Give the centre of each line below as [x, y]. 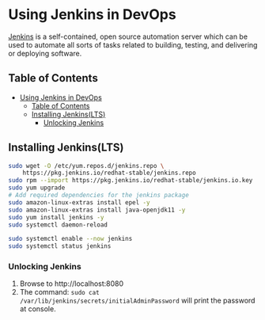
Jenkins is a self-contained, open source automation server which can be [128, 36]
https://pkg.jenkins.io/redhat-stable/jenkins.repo [109, 173]
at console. [38, 309]
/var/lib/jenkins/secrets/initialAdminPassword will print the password [137, 301]
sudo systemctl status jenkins [60, 246]
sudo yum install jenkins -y [56, 217]
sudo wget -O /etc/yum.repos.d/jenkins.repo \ [86, 166]
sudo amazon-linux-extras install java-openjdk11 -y [97, 210]
